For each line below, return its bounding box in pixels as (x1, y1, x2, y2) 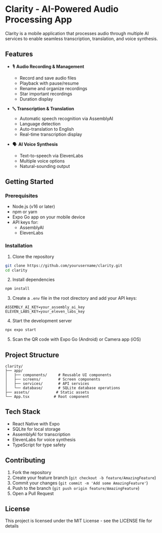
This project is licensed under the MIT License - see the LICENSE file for (5, 518, 152, 524)
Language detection (19, 120, 61, 127)
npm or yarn (12, 209, 38, 215)
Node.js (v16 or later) (12, 204, 55, 210)
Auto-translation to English (19, 126, 74, 132)
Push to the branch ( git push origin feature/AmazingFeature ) (12, 485, 140, 491)
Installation (5, 242, 33, 249)
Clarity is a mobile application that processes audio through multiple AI (5, 30, 149, 36)
